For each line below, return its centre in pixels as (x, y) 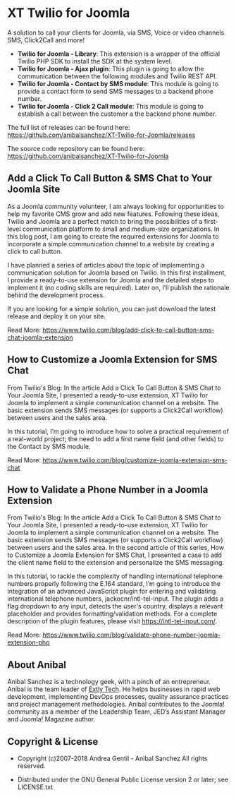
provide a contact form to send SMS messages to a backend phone (115, 91)
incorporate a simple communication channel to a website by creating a (111, 244)
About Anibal (37, 665)
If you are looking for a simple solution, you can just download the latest (112, 308)
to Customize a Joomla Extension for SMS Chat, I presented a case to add (114, 555)
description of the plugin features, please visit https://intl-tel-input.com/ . (112, 621)
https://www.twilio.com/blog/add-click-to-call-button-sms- (128, 330)
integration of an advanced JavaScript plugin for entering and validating (112, 592)
